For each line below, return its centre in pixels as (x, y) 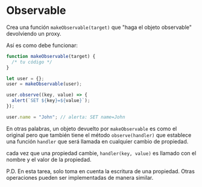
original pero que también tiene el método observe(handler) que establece (99, 135)
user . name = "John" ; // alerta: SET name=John (66, 117)
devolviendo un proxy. (34, 33)
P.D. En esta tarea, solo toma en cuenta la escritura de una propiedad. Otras (100, 171)
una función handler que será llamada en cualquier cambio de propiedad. (97, 141)
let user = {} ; (25, 78)
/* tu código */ (32, 62)
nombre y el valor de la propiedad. (49, 159)
